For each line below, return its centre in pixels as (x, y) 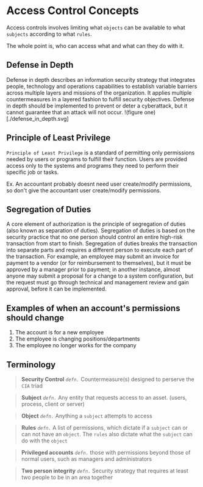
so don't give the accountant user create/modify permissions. (84, 190)
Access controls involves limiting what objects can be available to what (96, 27)
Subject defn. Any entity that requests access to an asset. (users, (104, 398)
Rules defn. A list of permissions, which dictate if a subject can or (104, 427)
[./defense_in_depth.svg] (37, 118)
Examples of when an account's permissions (93, 308)
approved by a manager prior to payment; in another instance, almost (94, 270)
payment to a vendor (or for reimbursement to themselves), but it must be (99, 263)
